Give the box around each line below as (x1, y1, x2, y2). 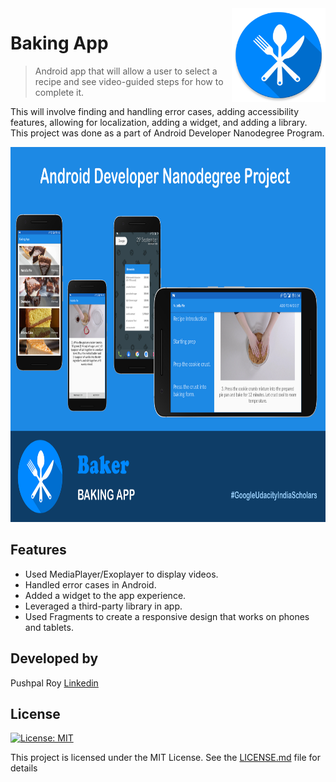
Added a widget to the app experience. (24, 589, 187, 601)
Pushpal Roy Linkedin (10, 677, 99, 689)
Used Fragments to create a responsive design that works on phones (24, 610, 310, 622)
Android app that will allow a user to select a (34, 65, 218, 77)
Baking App (10, 32, 109, 55)
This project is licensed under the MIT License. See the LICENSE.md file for (10, 752, 321, 764)
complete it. (34, 86, 85, 98)
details (10, 762, 38, 774)
